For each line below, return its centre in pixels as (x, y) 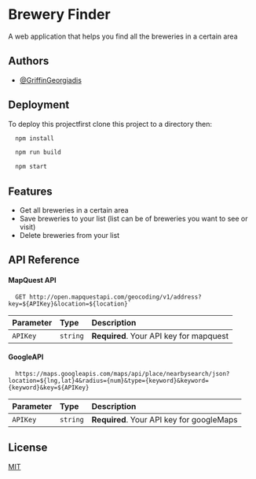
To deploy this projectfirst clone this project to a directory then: (110, 124)
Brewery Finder (60, 15)
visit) (27, 227)
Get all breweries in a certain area (74, 210)
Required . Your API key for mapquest (160, 336)
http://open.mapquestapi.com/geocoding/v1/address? (115, 297)
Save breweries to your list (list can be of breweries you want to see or (134, 219)
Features (30, 191)
